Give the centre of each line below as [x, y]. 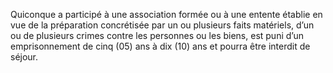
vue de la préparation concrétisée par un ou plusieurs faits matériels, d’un [162, 25]
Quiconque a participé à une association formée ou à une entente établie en [166, 14]
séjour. [24, 57]
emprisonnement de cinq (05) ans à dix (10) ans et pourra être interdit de [160, 46]
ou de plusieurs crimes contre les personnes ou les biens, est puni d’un [157, 35]
